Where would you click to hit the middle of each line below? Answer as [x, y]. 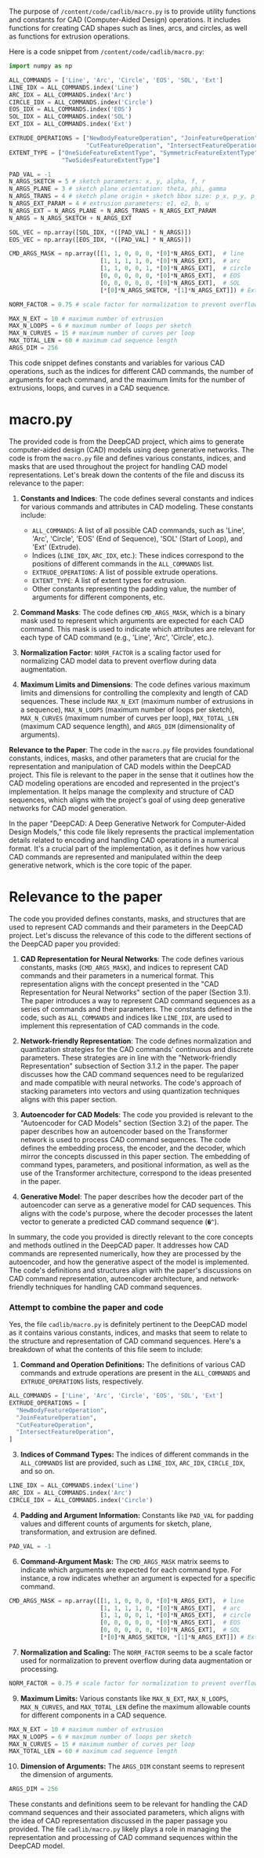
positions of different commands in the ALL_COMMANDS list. [123, 563]
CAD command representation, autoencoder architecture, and [108, 1278]
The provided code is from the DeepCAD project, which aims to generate [127, 441]
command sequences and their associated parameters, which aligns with [127, 1812]
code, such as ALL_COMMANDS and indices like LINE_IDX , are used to [126, 1017]
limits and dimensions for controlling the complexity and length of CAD [134, 693]
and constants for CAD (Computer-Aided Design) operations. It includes [125, 20]
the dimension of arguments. [67, 1775]
